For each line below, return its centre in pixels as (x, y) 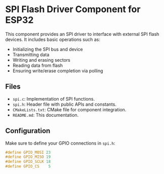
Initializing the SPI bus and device (48, 49)
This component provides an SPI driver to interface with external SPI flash (82, 34)
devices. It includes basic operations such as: (53, 39)
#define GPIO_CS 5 (28, 166)
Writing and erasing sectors (42, 60)
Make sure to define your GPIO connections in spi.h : (60, 143)
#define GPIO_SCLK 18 (28, 162)
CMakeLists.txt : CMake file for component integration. (69, 109)
